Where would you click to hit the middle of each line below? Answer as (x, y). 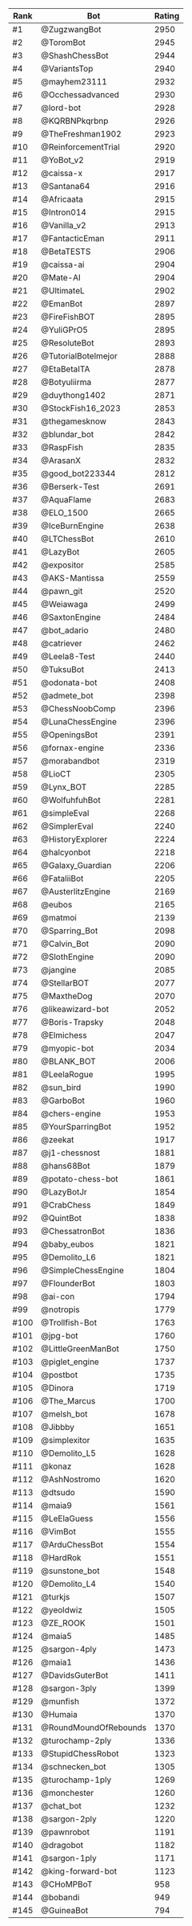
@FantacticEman (73, 238)
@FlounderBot (68, 1283)
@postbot (60, 1375)
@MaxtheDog (67, 996)
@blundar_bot (68, 434)
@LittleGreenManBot (80, 1348)
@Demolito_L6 (68, 1257)
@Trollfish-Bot (69, 1323)
